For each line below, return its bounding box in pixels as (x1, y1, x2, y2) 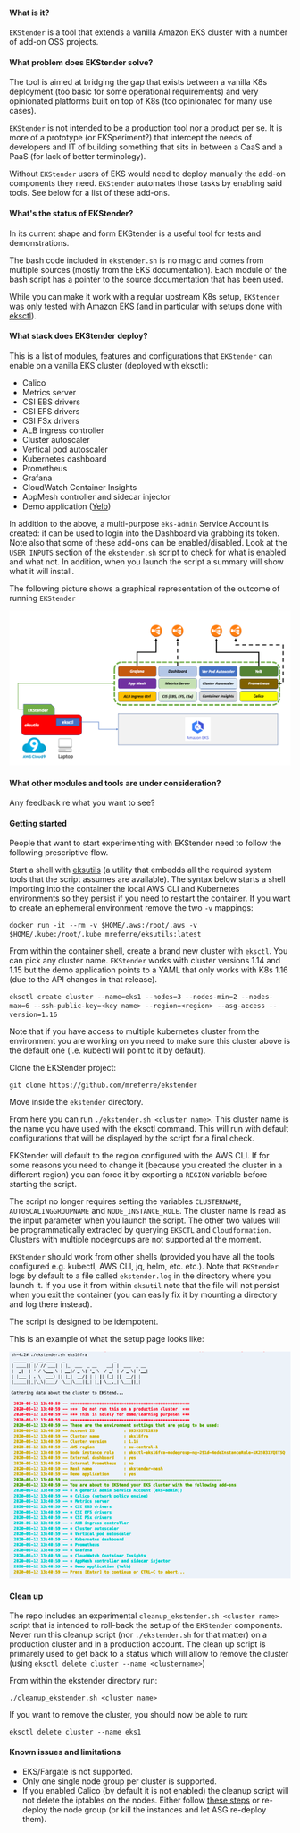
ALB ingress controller (21, 425, 104, 436)
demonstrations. (9, 237, 70, 248)
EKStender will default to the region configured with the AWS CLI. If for (9, 1150, 270, 1161)
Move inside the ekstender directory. (9, 1097, 144, 1107)
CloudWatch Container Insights (21, 481, 137, 492)
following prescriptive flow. (9, 847, 109, 858)
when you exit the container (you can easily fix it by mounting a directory (9, 1289, 278, 1301)
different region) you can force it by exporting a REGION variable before (9, 1169, 268, 1180)
